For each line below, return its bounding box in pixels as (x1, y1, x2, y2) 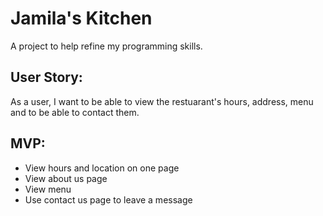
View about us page (24, 172, 108, 184)
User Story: (10, 69, 83, 86)
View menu (24, 183, 72, 195)
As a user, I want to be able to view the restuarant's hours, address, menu (10, 95, 314, 107)
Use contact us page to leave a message (24, 193, 193, 206)
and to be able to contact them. (10, 106, 140, 118)
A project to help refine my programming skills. (10, 40, 203, 52)
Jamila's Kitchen (10, 7, 153, 30)
